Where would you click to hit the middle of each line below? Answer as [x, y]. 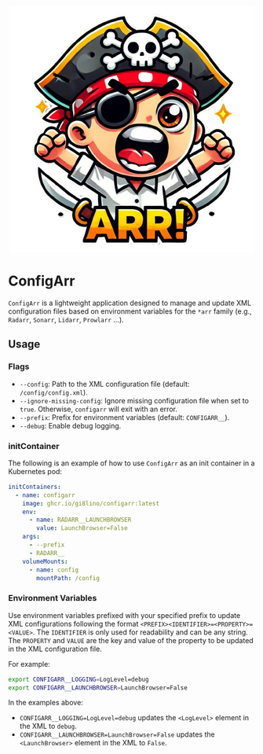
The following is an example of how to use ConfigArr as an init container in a [131, 463]
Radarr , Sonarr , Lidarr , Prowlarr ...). [66, 319]
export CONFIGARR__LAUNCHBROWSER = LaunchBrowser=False [98, 688]
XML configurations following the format [73, 623]
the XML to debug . [48, 726]
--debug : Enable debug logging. [70, 425]
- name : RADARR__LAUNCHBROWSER [80, 520]
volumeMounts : [45, 561]
